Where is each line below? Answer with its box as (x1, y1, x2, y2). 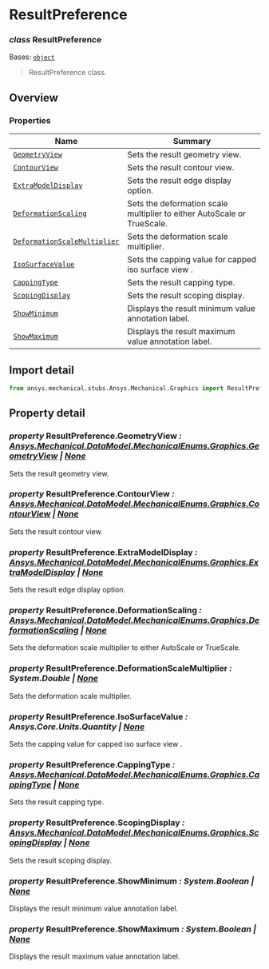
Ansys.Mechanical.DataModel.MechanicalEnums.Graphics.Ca (9, 769, 260, 780)
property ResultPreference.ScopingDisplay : (9, 817, 185, 828)
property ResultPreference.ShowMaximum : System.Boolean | (9, 923, 257, 935)
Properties (9, 114, 51, 126)
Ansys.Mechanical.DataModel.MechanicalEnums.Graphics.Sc (9, 827, 259, 839)
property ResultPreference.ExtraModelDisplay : (9, 546, 198, 557)
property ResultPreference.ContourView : (9, 488, 175, 500)
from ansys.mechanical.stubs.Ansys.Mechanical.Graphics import (9, 384, 224, 393)
